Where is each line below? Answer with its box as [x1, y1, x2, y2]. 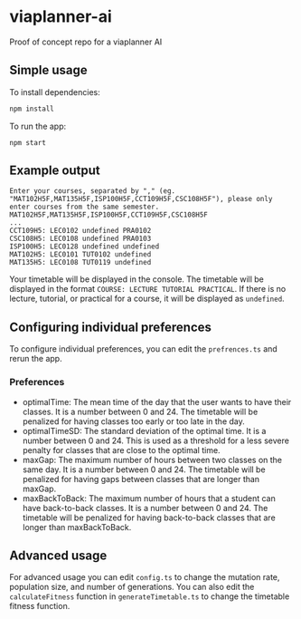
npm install [9, 104, 54, 113]
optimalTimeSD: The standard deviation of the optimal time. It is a [22, 425, 267, 436]
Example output [9, 163, 101, 179]
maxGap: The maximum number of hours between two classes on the [22, 454, 283, 465]
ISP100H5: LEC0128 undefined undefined [9, 242, 160, 251]
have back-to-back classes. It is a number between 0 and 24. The [22, 502, 268, 513]
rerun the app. [9, 353, 62, 364]
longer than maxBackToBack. [22, 521, 132, 532]
